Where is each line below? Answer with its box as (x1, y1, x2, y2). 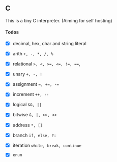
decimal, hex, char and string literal (12, 41, 86, 47)
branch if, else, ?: (12, 132, 56, 138)
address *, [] (12, 122, 43, 128)
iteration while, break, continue (12, 142, 81, 148)
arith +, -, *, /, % (12, 51, 53, 57)
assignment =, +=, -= (12, 81, 60, 87)
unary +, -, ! (12, 71, 42, 77)
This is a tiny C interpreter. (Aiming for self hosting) (5, 17, 113, 23)
